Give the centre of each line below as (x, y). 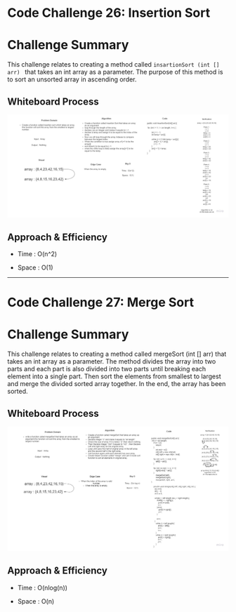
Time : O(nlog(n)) (42, 587)
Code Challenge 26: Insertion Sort (109, 13)
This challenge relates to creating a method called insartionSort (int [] (113, 65)
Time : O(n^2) (37, 254)
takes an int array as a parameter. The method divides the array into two (112, 361)
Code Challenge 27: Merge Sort (101, 302)
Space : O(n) (36, 601)
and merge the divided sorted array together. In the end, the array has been (117, 384)
